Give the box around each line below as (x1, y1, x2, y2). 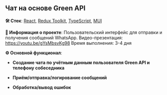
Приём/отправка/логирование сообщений (12, 74, 107, 80)
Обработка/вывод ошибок (12, 84, 71, 90)
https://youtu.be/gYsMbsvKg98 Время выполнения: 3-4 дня (5, 40, 132, 46)
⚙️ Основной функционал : (5, 50, 63, 56)
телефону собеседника (12, 65, 65, 71)
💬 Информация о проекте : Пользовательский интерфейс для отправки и (5, 29, 162, 35)
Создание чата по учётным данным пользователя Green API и (12, 59, 150, 65)
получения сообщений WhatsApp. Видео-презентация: (5, 35, 123, 41)
